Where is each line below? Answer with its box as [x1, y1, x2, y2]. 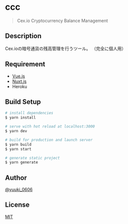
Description [5, 32, 42, 40]
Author [5, 174, 27, 182]
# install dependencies [5, 111, 54, 116]
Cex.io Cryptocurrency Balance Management [17, 18, 108, 24]
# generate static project [5, 155, 60, 160]
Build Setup [5, 98, 41, 106]
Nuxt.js [12, 78, 27, 84]
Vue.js [12, 73, 25, 79]
